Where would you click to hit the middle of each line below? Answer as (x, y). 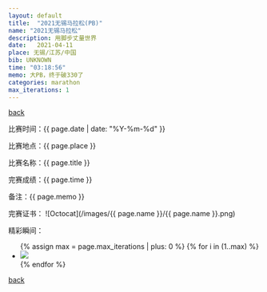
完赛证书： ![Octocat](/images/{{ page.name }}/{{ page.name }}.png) (122, 214)
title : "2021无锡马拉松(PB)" (56, 23)
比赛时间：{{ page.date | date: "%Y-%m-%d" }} (87, 129)
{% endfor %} (43, 265)
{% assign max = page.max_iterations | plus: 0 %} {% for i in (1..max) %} (139, 247)
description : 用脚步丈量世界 (53, 38)
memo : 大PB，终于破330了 (46, 75)
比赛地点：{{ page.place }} (52, 146)
